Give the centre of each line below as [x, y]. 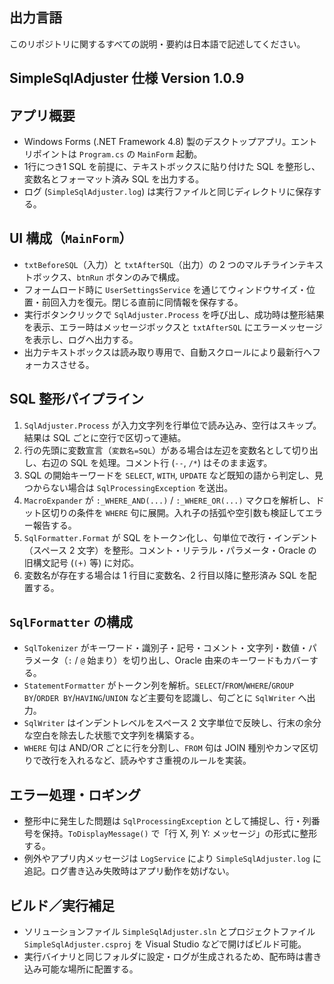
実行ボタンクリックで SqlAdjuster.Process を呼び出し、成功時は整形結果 [174, 314]
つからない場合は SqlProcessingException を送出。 [128, 487]
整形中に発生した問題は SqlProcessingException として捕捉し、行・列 [167, 821]
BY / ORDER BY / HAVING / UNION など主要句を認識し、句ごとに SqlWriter [159, 698]
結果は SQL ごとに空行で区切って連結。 [105, 437]
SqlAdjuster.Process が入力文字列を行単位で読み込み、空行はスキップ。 [172, 425]
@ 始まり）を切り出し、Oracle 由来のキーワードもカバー [195, 660]
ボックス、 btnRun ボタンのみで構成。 [109, 277]
